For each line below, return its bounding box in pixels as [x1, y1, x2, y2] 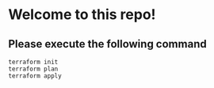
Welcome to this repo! [8, 6, 156, 24]
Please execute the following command [8, 37, 208, 51]
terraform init [8, 58, 59, 66]
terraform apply [8, 72, 62, 80]
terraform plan [8, 65, 59, 73]
